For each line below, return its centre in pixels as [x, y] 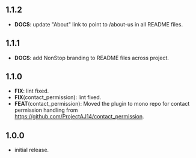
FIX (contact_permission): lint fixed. [58, 97]
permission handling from [46, 110]
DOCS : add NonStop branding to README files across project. [92, 58]
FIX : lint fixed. [32, 91]
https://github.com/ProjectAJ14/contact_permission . [79, 117]
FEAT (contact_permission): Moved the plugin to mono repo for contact [102, 104]
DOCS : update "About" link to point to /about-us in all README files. [99, 24]
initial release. [32, 150]
